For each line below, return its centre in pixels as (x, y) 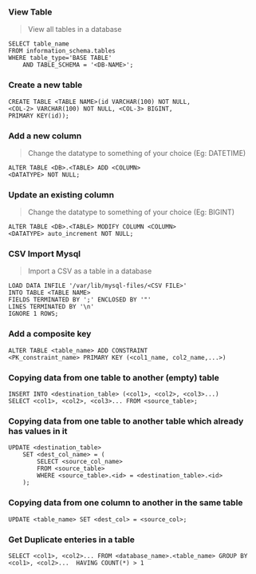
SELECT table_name (39, 44)
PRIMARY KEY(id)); (39, 116)
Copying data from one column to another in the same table (126, 503)
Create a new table (45, 85)
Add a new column (45, 136)
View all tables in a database (75, 30)
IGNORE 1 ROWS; (33, 314)
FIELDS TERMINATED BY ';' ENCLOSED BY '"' (80, 300)
